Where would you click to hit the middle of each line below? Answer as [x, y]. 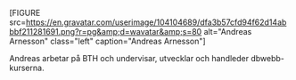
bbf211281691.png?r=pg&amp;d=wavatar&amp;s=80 [106, 32]
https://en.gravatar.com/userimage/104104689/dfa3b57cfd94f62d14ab [156, 22]
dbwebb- [268, 58]
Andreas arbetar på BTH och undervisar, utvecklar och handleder [129, 58]
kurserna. [27, 68]
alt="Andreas [228, 32]
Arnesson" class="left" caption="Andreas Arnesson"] [108, 41]
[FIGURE [25, 13]
